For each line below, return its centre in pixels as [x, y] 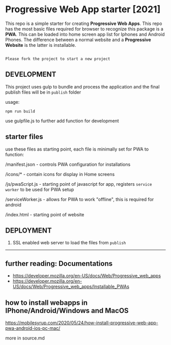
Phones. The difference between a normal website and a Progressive [78, 40]
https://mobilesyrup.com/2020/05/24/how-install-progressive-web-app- [82, 323]
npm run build [20, 111]
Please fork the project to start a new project [58, 59]
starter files [24, 137]
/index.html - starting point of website [45, 214]
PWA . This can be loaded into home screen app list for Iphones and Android [85, 34]
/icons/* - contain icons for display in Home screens [60, 174]
